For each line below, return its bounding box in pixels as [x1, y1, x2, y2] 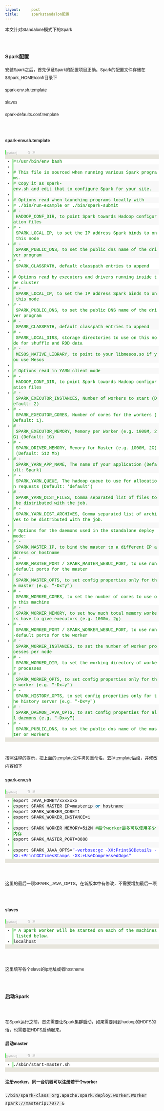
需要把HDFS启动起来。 [18, 1027, 64, 1033]
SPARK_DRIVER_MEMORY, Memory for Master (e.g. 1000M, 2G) [16, 445, 157, 451]
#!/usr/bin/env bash [13, 159, 62, 164]
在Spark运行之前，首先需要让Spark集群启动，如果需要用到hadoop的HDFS [5, 1019, 152, 1024]
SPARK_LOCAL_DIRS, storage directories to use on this [16, 335, 150, 340]
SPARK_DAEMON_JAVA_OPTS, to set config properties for [16, 710, 150, 715]
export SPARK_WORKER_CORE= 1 [13, 809, 81, 815]
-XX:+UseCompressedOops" [72, 853, 132, 859]
